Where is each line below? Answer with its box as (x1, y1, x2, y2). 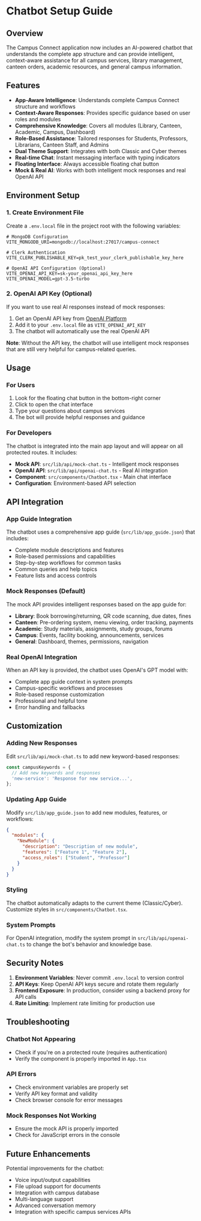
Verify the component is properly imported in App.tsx (14, 1055, 147, 1062)
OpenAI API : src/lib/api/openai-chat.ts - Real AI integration (14, 466, 168, 474)
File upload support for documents (14, 1183, 101, 1190)
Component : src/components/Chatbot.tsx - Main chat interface (14, 473, 172, 480)
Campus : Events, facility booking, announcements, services (14, 632, 164, 639)
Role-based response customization (14, 691, 105, 698)
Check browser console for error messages (14, 1096, 123, 1103)
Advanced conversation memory (14, 1202, 96, 1209)
